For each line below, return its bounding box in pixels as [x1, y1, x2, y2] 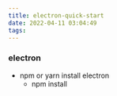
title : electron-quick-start [8, 11, 104, 20]
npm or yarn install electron [19, 71, 110, 80]
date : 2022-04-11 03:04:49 [8, 19, 97, 27]
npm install [31, 79, 67, 88]
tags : [8, 26, 26, 34]
